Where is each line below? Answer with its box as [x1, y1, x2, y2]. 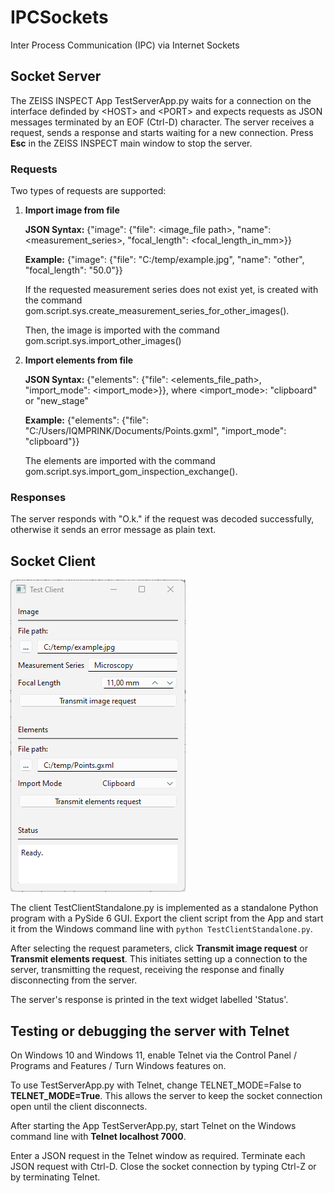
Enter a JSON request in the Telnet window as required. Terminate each [10, 1149, 306, 1161]
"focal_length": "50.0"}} [24, 264, 123, 276]
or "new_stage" [24, 395, 89, 407]
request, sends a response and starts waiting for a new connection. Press [10, 126, 314, 138]
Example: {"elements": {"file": [24, 414, 149, 426]
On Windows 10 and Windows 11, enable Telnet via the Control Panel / [10, 1049, 297, 1061]
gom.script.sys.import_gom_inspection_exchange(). [24, 466, 238, 478]
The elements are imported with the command [24, 455, 216, 467]
